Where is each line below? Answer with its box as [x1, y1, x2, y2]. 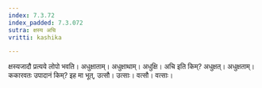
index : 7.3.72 [8, 11, 56, 20]
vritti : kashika [8, 33, 62, 42]
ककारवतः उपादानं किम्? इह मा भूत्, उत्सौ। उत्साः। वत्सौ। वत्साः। [8, 71, 173, 80]
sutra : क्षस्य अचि [8, 26, 56, 34]
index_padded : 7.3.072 [8, 19, 83, 27]
